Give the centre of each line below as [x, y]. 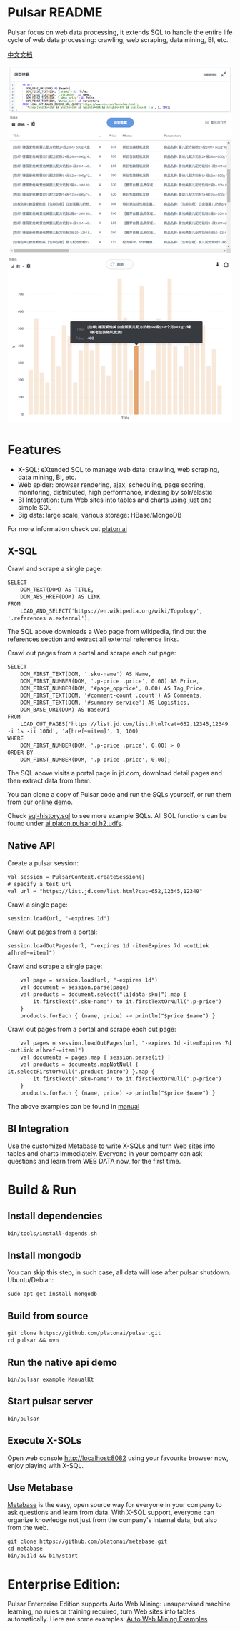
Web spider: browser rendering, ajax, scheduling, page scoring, [111, 485]
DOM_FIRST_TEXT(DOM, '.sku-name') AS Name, [86, 674]
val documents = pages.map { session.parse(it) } [96, 1057]
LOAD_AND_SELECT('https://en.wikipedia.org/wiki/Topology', [111, 611]
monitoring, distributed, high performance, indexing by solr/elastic [115, 493]
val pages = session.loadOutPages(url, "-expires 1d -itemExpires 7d [126, 1043]
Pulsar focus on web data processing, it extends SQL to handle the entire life [120, 32]
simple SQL [35, 508]
